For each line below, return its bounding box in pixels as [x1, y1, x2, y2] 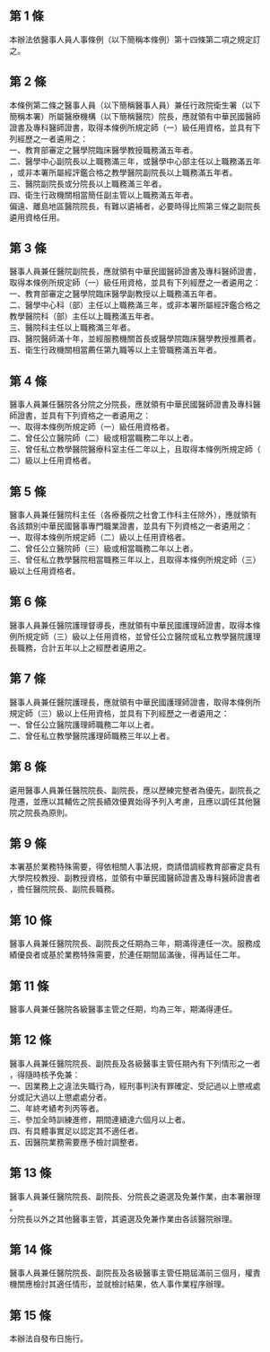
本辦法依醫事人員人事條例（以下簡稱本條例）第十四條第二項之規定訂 [9, 34, 261, 45]
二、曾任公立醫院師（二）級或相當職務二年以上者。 [9, 433, 198, 443]
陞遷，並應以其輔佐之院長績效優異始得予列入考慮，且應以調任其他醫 [9, 795, 261, 806]
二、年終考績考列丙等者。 [9, 1102, 104, 1113]
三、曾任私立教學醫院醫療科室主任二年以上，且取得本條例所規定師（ [9, 443, 261, 455]
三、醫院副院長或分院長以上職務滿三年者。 [9, 178, 167, 189]
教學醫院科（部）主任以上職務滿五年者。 [9, 311, 159, 321]
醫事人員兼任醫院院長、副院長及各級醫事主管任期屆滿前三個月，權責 [9, 1268, 261, 1278]
